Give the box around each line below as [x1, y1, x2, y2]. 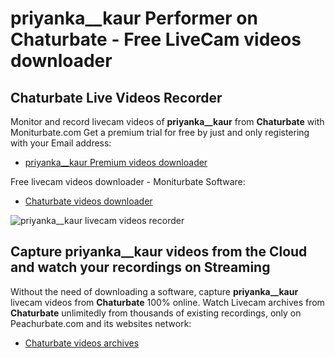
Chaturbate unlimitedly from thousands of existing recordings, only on [10, 307, 302, 319]
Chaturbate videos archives [24, 337, 140, 349]
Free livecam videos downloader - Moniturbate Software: [10, 176, 246, 187]
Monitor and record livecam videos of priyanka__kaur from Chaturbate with [10, 116, 325, 127]
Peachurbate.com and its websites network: [10, 317, 192, 329]
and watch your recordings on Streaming [10, 259, 271, 276]
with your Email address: [10, 137, 112, 149]
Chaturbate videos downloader [24, 195, 153, 207]
